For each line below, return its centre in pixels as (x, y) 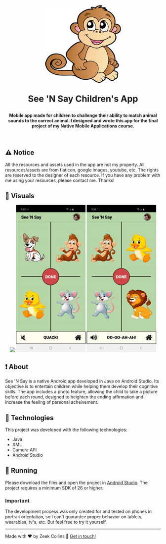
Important (17, 500)
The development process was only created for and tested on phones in (79, 512)
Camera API (24, 450)
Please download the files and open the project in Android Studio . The (77, 483)
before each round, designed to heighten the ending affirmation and (74, 397)
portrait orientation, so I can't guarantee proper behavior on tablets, (74, 517)
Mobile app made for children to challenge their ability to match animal (83, 115)
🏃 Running (21, 471)
